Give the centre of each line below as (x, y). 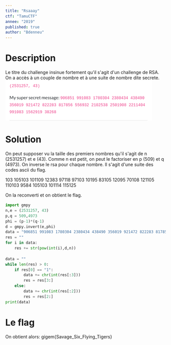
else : (20, 286)
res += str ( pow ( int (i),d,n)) (45, 248)
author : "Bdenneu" (25, 32)
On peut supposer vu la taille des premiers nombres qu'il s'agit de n (76, 154)
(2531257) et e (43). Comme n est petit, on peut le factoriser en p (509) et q (85, 159)
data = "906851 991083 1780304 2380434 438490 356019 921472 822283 (79, 232)
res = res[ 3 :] (38, 281)
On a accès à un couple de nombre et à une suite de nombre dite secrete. (82, 78)
